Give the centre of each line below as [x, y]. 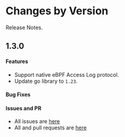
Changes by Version [57, 11]
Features [17, 61]
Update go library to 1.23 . [46, 81]
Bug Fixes [18, 95]
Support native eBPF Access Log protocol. [66, 74]
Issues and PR [24, 108]
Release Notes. [24, 27]
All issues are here [37, 122]
